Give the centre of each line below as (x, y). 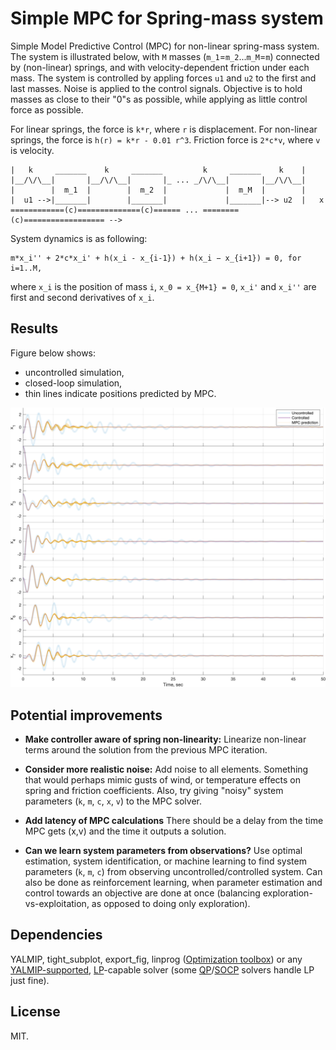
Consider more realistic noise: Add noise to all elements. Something (166, 769)
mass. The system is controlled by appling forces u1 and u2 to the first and (163, 78)
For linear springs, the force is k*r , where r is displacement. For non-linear (164, 129)
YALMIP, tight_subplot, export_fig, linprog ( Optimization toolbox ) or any (156, 959)
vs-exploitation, (57, 903)
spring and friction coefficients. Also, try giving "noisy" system (154, 790)
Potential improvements (86, 715)
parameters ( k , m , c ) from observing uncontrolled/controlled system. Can (173, 871)
